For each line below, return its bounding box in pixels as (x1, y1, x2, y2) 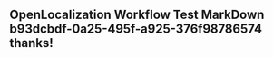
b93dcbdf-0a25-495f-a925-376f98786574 (9, 22, 263, 37)
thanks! (9, 35, 54, 51)
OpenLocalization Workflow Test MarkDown (9, 7, 265, 23)
